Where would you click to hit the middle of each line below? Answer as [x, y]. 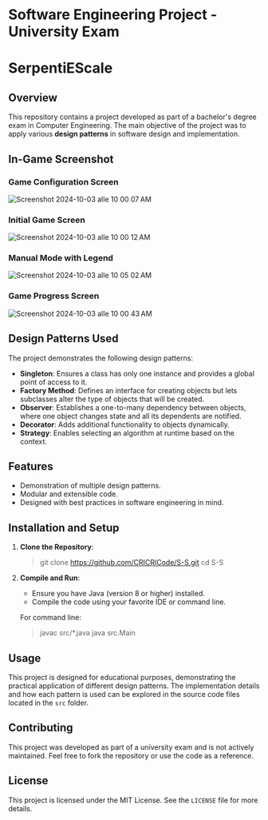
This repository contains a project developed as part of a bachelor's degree [132, 117]
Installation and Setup [64, 528]
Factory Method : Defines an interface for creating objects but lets [128, 390]
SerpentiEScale [61, 68]
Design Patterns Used [63, 338]
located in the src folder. [49, 703]
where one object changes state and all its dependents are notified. [130, 416]
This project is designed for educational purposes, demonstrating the [122, 678]
